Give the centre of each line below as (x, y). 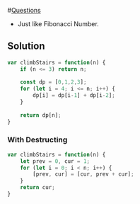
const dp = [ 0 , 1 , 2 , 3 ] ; (53, 82)
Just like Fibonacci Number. (58, 24)
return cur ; (37, 188)
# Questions (24, 10)
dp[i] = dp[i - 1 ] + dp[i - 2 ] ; (74, 96)
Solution (26, 46)
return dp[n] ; (41, 115)
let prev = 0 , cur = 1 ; (55, 161)
